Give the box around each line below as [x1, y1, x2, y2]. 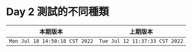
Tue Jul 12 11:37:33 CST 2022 [99, 38, 184, 44]
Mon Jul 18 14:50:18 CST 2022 [9, 38, 94, 44]
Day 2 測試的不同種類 [6, 5, 109, 18]
